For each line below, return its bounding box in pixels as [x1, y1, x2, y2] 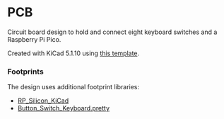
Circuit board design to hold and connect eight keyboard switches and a [7, 28, 218, 36]
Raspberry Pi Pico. [7, 35, 61, 43]
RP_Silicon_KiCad [17, 96, 69, 105]
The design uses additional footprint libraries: [7, 83, 140, 91]
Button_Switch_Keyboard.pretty [17, 104, 110, 113]
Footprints [7, 67, 44, 76]
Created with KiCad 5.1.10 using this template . [7, 49, 140, 57]
